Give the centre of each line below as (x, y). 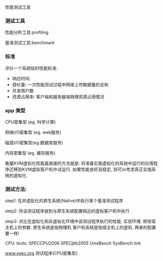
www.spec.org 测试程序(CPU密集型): (42, 253)
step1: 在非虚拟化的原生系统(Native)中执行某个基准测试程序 (64, 201)
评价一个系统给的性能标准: (31, 68)
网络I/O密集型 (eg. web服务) (33, 132)
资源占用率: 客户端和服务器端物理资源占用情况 (58, 97)
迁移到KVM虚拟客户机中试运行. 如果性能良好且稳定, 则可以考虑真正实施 (80, 169)
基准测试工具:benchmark (30, 43)
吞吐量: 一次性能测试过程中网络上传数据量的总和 (60, 85)
